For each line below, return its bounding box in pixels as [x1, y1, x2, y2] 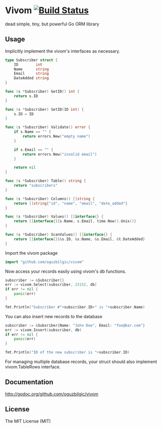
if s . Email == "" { [14, 147, 54, 152]
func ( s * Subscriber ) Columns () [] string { [5, 196, 95, 201]
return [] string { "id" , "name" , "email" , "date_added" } [14, 201, 128, 206]
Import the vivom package [5, 250, 58, 256]
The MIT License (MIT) [5, 418, 51, 424]
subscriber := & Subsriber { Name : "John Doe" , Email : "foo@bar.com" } [5, 323, 145, 328]
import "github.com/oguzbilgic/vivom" [5, 259, 84, 265]
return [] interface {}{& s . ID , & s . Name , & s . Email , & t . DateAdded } [14, 237, 145, 242]
